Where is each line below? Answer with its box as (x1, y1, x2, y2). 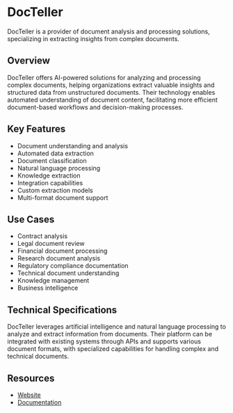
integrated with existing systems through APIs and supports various (7, 337, 202, 345)
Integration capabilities (17, 178, 83, 187)
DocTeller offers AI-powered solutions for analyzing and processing (7, 73, 201, 81)
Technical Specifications (7, 304, 118, 315)
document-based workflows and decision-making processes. (7, 102, 184, 111)
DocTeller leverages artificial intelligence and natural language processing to (7, 322, 226, 331)
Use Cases (7, 213, 55, 225)
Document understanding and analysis (17, 141, 129, 150)
